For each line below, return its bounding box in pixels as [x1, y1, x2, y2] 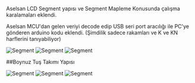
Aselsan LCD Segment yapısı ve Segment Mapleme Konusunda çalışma [6, 5, 181, 12]
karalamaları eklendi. [6, 11, 57, 18]
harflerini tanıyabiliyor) [6, 36, 61, 42]
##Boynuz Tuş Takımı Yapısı [6, 59, 75, 65]
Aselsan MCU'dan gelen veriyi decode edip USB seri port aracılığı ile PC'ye [6, 23, 190, 30]
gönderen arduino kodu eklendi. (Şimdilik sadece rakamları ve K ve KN [6, 29, 178, 36]
